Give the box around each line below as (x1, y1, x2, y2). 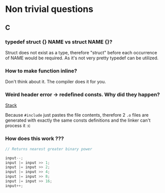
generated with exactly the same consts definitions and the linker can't (5, 117, 151, 123)
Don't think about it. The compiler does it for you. (5, 79, 106, 85)
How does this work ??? (5, 135, 64, 142)
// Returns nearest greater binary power (5, 146, 93, 152)
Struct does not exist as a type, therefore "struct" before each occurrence (5, 49, 158, 55)
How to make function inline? (5, 67, 77, 74)
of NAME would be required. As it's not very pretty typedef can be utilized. (5, 55, 159, 61)
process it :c (5, 123, 31, 129)
